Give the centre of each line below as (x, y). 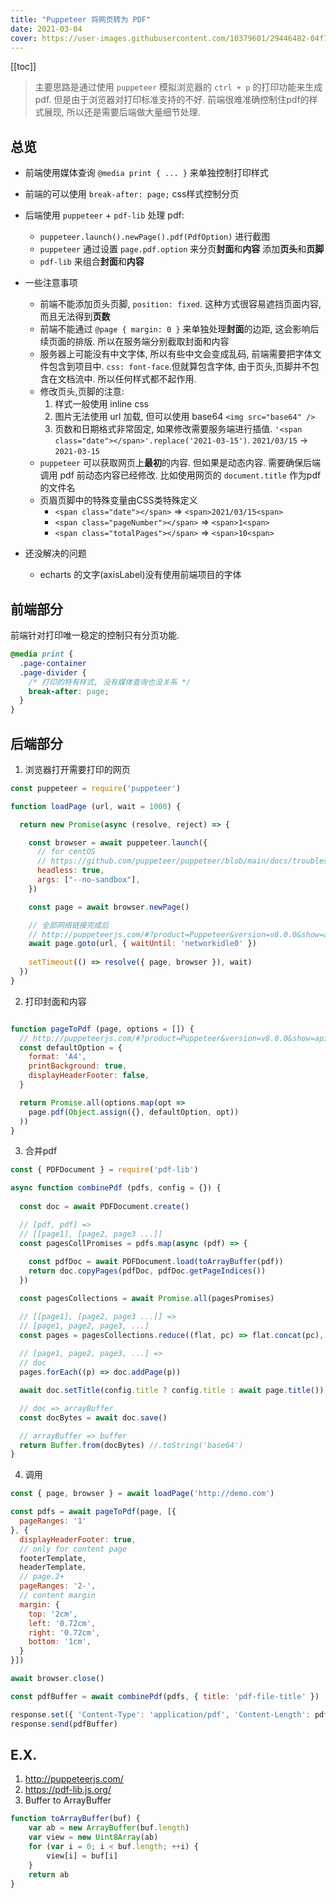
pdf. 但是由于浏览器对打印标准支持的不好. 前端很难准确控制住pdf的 (172, 100)
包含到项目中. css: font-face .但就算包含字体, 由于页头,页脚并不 (179, 367)
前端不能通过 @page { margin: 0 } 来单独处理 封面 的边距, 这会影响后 (179, 329)
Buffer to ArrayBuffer (68, 1800)
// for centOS (66, 852)
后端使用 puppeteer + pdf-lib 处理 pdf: (104, 215)
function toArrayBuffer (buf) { (75, 1819)
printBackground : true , (78, 1066)
